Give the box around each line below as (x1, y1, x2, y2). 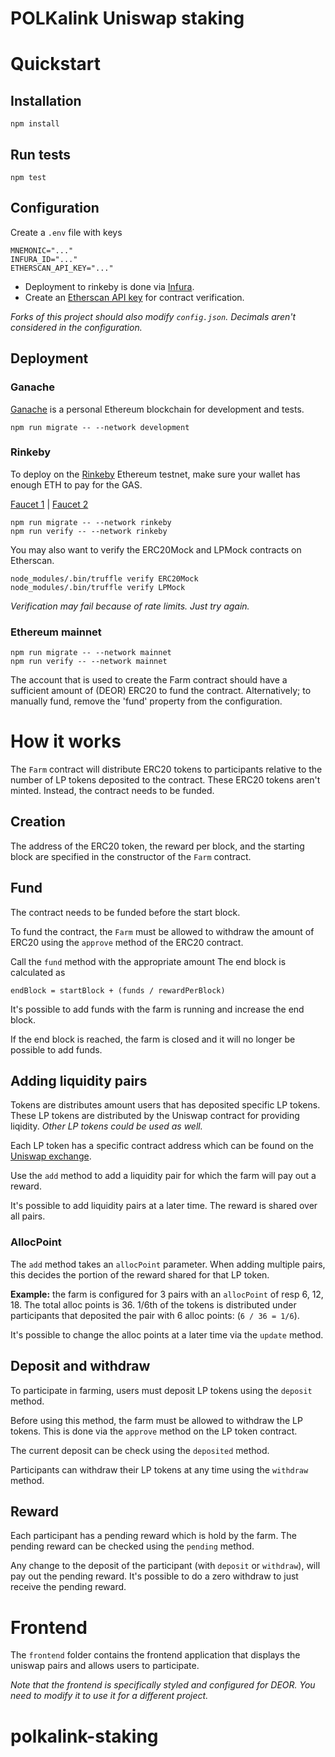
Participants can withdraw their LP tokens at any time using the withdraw (10, 1463, 309, 1476)
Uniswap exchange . (10, 1150, 92, 1162)
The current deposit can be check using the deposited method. (10, 1444, 270, 1456)
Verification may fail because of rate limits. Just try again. (10, 600, 250, 612)
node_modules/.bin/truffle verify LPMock (10, 582, 186, 592)
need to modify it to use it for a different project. (10, 1690, 209, 1702)
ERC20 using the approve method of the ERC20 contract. (10, 936, 244, 948)
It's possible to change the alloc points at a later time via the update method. (10, 1328, 324, 1341)
